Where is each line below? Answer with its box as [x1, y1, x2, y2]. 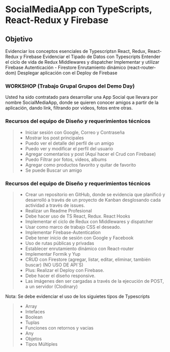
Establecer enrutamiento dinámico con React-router [25, 246, 134, 252]
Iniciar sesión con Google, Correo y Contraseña [25, 129, 125, 136]
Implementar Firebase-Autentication [25, 229, 101, 235]
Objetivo [5, 35, 33, 43]
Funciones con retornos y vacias [25, 324, 94, 331]
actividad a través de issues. [25, 202, 85, 208]
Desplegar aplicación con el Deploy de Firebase [17, 70, 118, 76]
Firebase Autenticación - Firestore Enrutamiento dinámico [5, 65, 126, 70]
